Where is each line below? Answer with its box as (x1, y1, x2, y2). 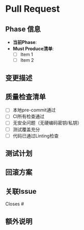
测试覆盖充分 (12, 126, 40, 132)
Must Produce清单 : (12, 45, 54, 52)
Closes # (5, 201, 24, 207)
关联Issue (5, 187, 37, 196)
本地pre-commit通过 (12, 107, 56, 113)
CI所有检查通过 (12, 113, 45, 120)
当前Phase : (12, 39, 37, 45)
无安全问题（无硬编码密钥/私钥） (12, 120, 82, 126)
